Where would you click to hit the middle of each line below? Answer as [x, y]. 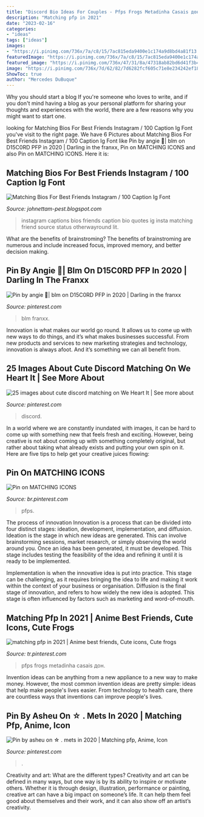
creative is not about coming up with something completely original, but [96, 441]
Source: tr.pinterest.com [36, 654]
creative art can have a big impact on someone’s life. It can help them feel [99, 795]
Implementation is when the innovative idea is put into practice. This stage [99, 573]
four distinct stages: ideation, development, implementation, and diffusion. [99, 529]
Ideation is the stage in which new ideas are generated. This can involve [97, 535]
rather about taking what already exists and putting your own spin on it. [95, 447]
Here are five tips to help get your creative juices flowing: [78, 453]
